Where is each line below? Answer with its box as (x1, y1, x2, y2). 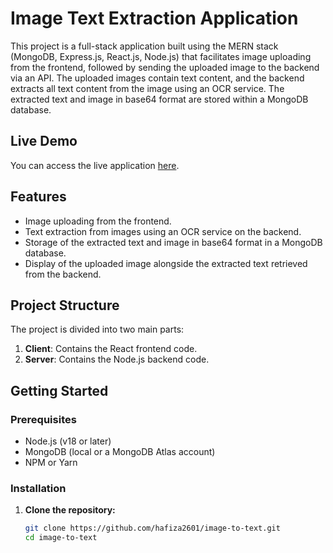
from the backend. (24, 268, 102, 280)
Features (10, 188, 67, 206)
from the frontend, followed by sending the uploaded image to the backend (10, 61, 320, 73)
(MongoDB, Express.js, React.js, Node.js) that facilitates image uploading (10, 50, 312, 62)
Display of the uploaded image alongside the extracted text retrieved (24, 257, 308, 269)
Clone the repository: (24, 504, 116, 516)
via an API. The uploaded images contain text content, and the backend (10, 72, 305, 84)
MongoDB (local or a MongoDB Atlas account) (24, 446, 216, 458)
